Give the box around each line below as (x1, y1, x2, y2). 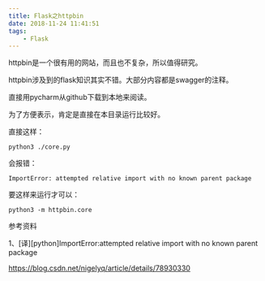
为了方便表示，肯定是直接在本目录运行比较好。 (8, 110, 165, 119)
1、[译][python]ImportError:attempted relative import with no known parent (8, 239, 259, 249)
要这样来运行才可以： (8, 190, 79, 200)
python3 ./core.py (8, 143, 71, 151)
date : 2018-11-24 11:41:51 (8, 19, 100, 28)
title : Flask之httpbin (8, 11, 83, 20)
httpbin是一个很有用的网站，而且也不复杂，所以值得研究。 (8, 58, 203, 67)
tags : (8, 27, 27, 35)
